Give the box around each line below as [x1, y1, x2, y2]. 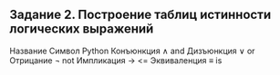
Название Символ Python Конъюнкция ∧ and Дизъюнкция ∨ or [9, 45, 255, 56]
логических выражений [9, 22, 154, 37]
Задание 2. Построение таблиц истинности [9, 7, 272, 23]
